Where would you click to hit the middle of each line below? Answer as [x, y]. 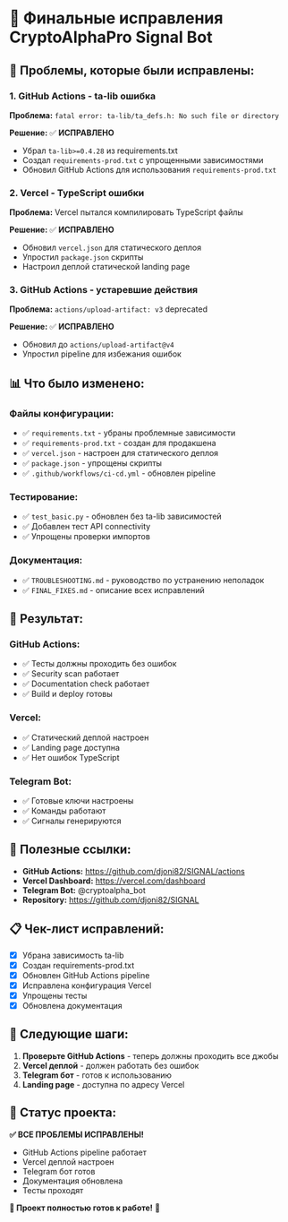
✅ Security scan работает [71, 674]
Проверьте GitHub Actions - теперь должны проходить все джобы [150, 1055]
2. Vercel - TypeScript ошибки [77, 193]
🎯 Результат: [46, 619]
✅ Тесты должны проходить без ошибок [99, 664]
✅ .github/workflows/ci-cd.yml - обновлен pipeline [119, 473]
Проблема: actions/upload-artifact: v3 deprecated [109, 309]
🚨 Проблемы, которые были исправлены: [132, 70]
